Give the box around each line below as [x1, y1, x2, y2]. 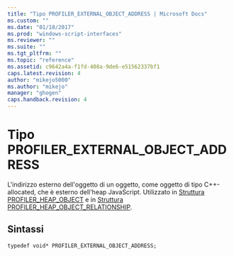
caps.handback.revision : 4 [7, 96, 87, 104]
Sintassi [7, 223, 44, 235]
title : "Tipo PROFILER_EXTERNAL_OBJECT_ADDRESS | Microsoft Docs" [7, 10, 208, 18]
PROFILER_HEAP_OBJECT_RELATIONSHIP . [7, 203, 133, 211]
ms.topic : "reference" [7, 57, 74, 64]
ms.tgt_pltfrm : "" [7, 50, 62, 57]
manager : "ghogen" [7, 89, 62, 96]
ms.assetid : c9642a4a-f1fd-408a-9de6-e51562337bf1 [7, 63, 160, 70]
